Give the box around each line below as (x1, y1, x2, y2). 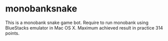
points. (5, 30, 20, 36)
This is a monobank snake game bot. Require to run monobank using (5, 19, 149, 25)
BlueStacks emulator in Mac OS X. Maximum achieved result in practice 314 (5, 24, 163, 30)
